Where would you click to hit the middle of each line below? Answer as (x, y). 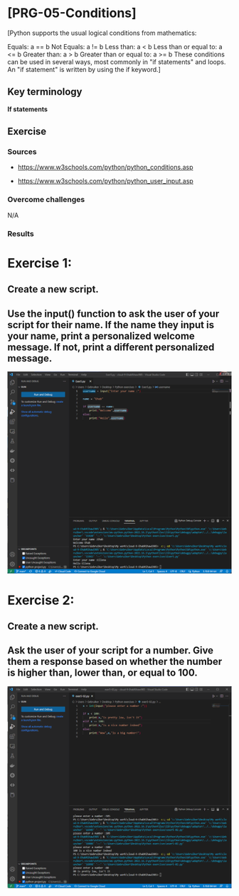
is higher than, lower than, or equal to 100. (102, 673)
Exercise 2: (41, 600)
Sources (22, 152)
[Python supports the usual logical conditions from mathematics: (102, 33)
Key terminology (45, 92)
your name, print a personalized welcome (101, 336)
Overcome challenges (46, 200)
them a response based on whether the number (115, 662)
